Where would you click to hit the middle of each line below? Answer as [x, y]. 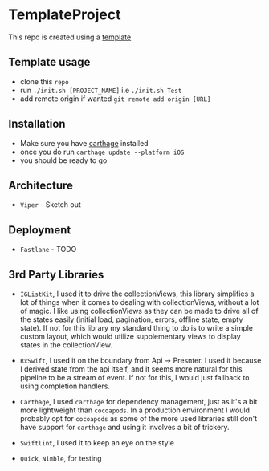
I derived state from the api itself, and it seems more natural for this [131, 369]
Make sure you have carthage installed [84, 143]
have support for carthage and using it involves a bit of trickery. [125, 427]
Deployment [40, 230]
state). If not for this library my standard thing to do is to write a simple [137, 328]
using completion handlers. [65, 386]
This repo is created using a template [70, 37]
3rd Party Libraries [56, 274]
